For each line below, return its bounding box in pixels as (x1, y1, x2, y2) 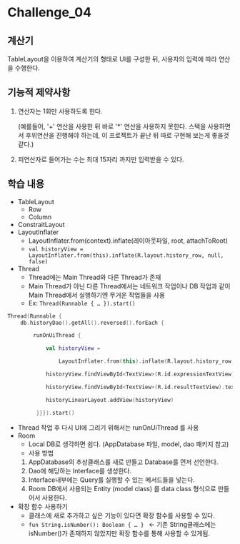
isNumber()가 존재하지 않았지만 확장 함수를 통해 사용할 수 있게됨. (28, 529, 211, 538)
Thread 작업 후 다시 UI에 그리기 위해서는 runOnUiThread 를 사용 (17, 423, 199, 432)
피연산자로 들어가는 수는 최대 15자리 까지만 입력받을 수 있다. (17, 155, 184, 163)
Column (28, 212, 52, 221)
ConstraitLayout (17, 220, 66, 228)
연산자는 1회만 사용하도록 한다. (17, 106, 103, 115)
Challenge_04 (7, 4, 91, 21)
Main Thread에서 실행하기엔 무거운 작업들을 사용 (28, 291, 166, 299)
